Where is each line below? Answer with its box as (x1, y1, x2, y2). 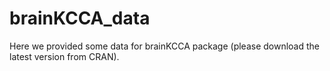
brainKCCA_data (9, 7, 151, 30)
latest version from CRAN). (9, 50, 120, 62)
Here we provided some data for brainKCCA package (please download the (9, 40, 320, 52)
